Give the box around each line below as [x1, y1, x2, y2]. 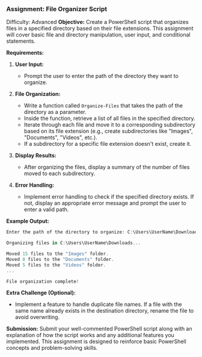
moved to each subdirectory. [23, 170, 96, 177]
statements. [6, 38, 36, 45]
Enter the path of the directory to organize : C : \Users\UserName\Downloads [6, 229, 200, 235]
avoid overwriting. [14, 314, 60, 321]
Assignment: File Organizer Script [6, 5, 108, 13]
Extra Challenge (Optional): [6, 289, 76, 296]
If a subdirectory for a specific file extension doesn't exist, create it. [23, 140, 192, 148]
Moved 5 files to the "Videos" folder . [6, 262, 106, 268]
